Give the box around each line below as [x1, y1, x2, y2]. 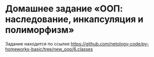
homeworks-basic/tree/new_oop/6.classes [5, 46, 93, 52]
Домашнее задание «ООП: [5, 3, 123, 14]
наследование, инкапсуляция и [5, 13, 144, 25]
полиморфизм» [5, 24, 75, 35]
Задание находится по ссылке [5, 40, 70, 46]
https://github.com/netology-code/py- [70, 40, 150, 46]
